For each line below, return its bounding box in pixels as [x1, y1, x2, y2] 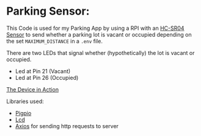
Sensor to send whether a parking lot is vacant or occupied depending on [6, 30, 192, 38]
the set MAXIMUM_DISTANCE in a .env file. [6, 37, 103, 45]
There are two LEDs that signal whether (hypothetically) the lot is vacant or [6, 49, 195, 56]
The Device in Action [6, 85, 59, 93]
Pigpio [15, 109, 32, 116]
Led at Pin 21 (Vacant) [15, 67, 71, 74]
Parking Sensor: [6, 4, 90, 18]
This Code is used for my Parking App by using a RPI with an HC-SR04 [6, 24, 185, 32]
